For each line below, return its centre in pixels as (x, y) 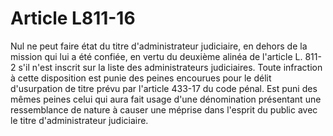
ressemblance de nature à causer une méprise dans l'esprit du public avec (164, 109)
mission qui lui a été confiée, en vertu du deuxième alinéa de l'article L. (156, 56)
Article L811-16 (73, 18)
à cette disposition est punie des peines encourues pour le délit (141, 78)
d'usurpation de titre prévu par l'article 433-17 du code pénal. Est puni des (164, 88)
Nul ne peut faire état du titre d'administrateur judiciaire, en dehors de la (159, 46)
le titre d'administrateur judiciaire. (79, 120)
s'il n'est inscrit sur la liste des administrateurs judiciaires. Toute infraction (170, 67)
